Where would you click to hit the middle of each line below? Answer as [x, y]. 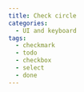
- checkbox [34, 61]
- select [30, 68]
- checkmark [36, 46]
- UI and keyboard [46, 30]
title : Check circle [43, 16]
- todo [26, 53]
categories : [28, 23]
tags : [17, 38]
